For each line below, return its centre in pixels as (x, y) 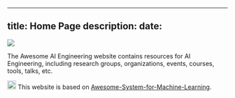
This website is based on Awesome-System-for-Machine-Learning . (114, 87)
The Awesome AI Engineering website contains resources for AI (99, 56)
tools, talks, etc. (30, 71)
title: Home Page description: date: (85, 26)
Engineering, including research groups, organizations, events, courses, (111, 63)
